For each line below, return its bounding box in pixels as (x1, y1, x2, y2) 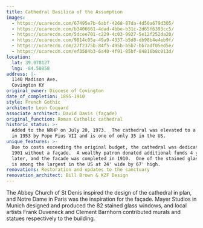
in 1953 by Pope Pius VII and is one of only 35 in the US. (11, 133, 166, 139)
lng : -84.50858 (11, 65, 50, 72)
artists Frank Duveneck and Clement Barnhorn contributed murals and (6, 209, 181, 215)
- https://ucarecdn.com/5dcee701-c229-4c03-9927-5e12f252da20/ (11, 32, 174, 38)
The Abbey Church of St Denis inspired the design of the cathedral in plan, (6, 189, 192, 196)
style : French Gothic (6, 99, 61, 105)
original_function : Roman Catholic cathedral (6, 116, 123, 122)
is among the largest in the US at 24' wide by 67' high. (11, 161, 161, 167)
